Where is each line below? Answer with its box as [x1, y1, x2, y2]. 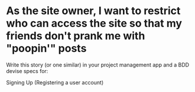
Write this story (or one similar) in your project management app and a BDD [6, 61, 190, 68]
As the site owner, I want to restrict [6, 4, 181, 18]
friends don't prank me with [6, 29, 145, 42]
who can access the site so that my [6, 17, 182, 30]
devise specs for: [6, 67, 48, 74]
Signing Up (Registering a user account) [6, 78, 104, 86]
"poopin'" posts [6, 42, 87, 55]
